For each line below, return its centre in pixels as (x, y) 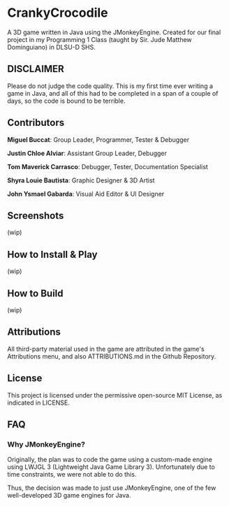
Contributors (36, 123)
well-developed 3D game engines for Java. (69, 496)
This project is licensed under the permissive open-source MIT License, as (115, 395)
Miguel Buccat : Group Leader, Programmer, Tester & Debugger (98, 139)
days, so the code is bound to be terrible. (66, 101)
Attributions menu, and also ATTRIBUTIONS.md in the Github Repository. (112, 356)
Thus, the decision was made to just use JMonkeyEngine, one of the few (112, 488)
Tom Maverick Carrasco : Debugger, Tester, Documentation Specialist (108, 166)
